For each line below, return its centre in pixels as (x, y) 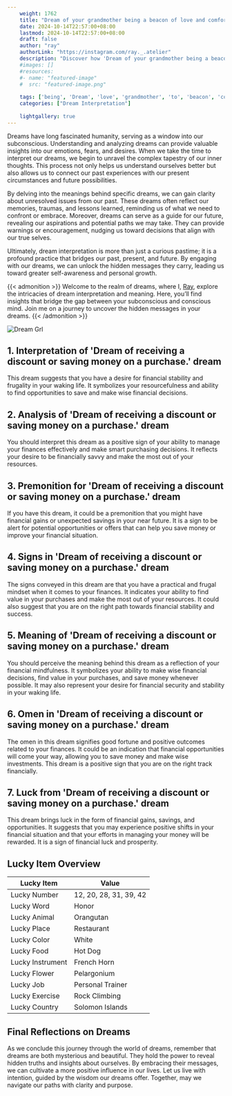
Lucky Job (28, 985)
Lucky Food (30, 951)
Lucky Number (35, 895)
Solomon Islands (100, 1008)
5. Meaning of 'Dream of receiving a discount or (112, 635)
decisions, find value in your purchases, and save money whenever (103, 677)
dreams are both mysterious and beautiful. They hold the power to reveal (111, 1055)
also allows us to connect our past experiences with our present (98, 173)
